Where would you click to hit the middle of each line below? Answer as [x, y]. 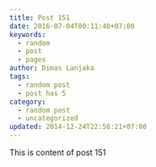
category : [28, 102]
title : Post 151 [40, 18]
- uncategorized [48, 118]
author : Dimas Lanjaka [52, 69]
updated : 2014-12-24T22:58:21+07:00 [78, 127]
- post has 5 [42, 93]
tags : [19, 77]
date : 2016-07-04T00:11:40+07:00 [72, 26]
